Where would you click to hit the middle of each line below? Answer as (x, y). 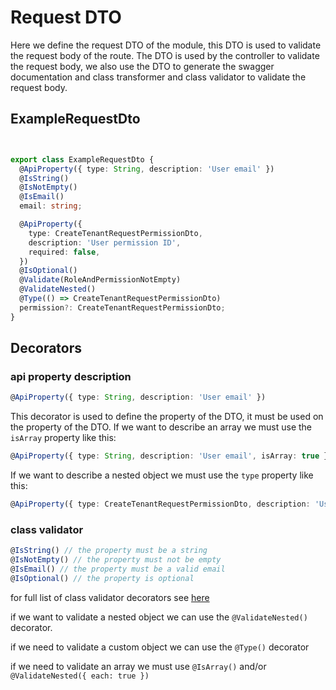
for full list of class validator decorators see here (110, 597)
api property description (71, 376)
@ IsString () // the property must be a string (109, 551)
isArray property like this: (63, 438)
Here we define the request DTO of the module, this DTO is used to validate (166, 45)
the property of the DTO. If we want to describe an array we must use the (161, 427)
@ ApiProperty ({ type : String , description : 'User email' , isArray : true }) (171, 456)
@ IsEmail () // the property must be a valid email (118, 569)
